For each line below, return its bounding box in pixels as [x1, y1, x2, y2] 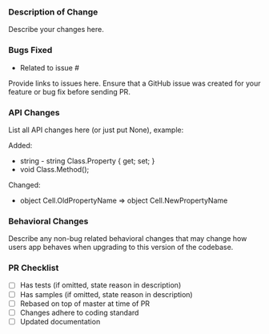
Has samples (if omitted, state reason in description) [19, 289, 194, 299]
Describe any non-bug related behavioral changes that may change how [8, 234, 247, 243]
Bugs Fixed [8, 45, 53, 56]
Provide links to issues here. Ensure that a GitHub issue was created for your [8, 78, 261, 88]
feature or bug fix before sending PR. [8, 87, 130, 96]
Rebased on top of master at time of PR [19, 299, 151, 308]
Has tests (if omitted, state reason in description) [19, 280, 182, 290]
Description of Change [8, 6, 98, 18]
